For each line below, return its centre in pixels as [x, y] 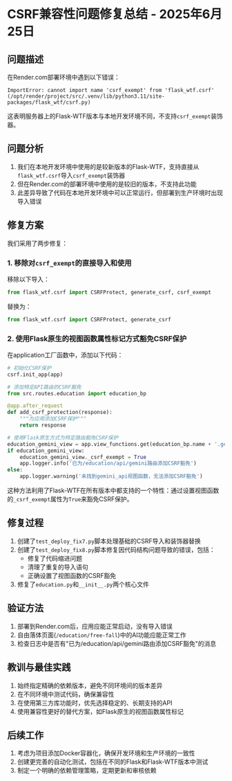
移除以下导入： [28, 279]
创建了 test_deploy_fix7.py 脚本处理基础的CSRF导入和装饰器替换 [109, 541]
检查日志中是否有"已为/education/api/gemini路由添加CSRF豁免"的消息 [116, 643]
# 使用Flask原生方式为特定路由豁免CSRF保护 [63, 438]
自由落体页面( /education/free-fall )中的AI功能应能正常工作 [101, 635]
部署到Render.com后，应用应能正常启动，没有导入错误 [95, 626]
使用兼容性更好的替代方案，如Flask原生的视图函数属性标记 [100, 711]
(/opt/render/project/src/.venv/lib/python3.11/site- [86, 96]
